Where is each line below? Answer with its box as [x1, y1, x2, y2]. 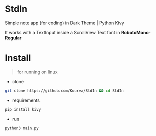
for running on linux [17, 69, 58, 75]
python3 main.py [5, 126, 39, 131]
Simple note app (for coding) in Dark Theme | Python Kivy [5, 20, 124, 26]
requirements [12, 97, 40, 103]
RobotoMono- [121, 29, 151, 35]
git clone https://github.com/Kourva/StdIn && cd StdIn [5, 88, 124, 93]
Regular [5, 35, 22, 41]
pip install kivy [5, 107, 41, 112]
